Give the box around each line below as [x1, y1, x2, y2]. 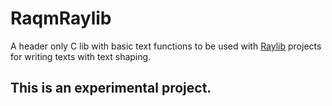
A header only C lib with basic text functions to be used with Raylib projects [10, 40, 322, 52]
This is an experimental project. [10, 80, 212, 97]
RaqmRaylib [10, 7, 112, 30]
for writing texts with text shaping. [10, 50, 152, 62]
